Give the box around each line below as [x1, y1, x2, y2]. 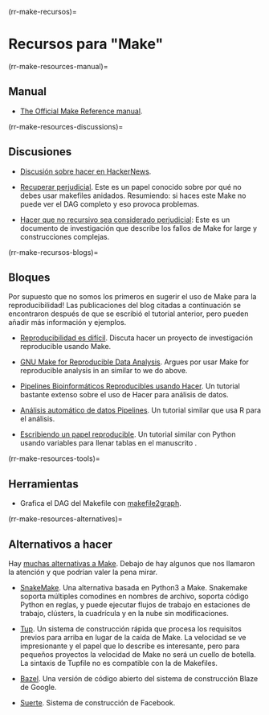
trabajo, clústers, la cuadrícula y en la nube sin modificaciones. [19, 609, 229, 618]
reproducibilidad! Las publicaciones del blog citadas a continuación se [8, 301, 241, 310]
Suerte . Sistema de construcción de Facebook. [19, 698, 176, 707]
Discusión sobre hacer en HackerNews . [19, 166, 152, 176]
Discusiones [8, 145, 72, 159]
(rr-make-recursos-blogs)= [8, 247, 99, 257]
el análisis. [19, 414, 55, 424]
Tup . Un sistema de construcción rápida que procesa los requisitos [19, 624, 243, 634]
